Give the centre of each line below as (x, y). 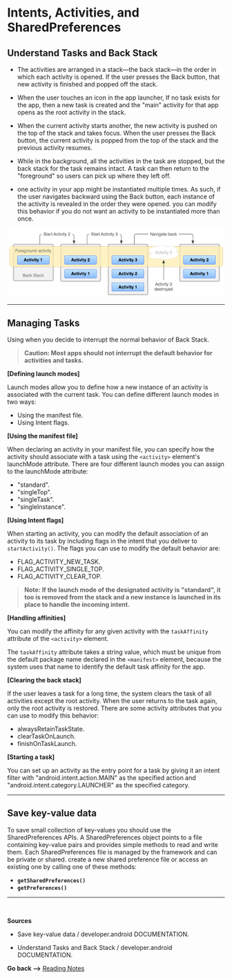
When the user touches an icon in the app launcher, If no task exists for (118, 97)
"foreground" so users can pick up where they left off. (94, 176)
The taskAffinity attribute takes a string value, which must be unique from (114, 652)
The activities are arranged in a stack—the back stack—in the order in (117, 69)
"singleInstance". (41, 507)
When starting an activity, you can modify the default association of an (108, 534)
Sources (20, 920)
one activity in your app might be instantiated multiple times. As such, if (119, 189)
